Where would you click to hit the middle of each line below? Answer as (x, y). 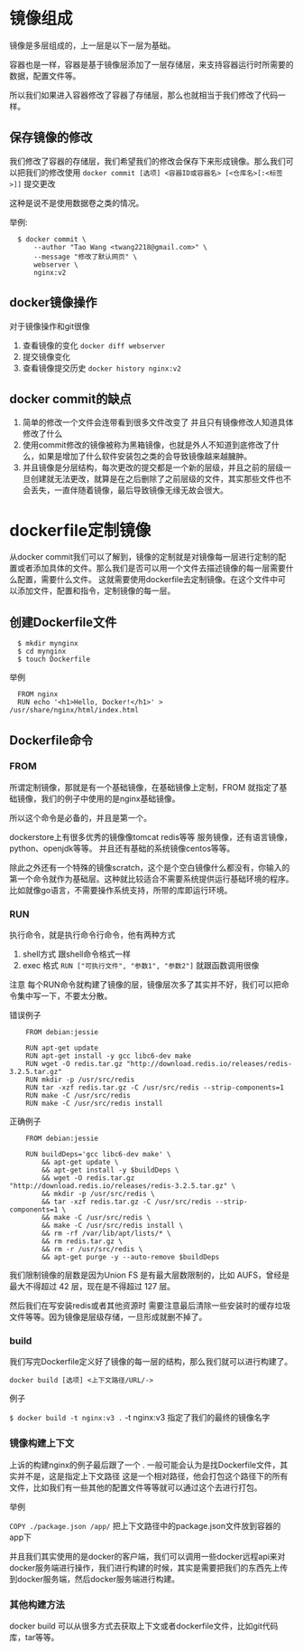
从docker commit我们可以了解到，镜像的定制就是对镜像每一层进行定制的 (144, 557)
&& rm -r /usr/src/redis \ (92, 1250)
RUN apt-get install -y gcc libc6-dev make (109, 1056)
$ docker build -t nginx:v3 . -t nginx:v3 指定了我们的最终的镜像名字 (140, 1418)
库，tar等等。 (34, 1637)
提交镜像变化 (46, 356)
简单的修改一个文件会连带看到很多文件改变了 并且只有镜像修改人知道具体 (158, 422)
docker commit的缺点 (71, 399)
